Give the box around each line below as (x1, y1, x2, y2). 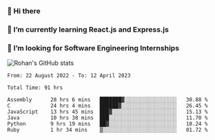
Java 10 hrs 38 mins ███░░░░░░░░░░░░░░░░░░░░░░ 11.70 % (7, 114, 208, 121)
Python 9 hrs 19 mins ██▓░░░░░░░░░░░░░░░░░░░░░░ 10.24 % (7, 121, 208, 128)
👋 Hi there (7, 6, 41, 16)
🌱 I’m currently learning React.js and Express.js (7, 24, 169, 34)
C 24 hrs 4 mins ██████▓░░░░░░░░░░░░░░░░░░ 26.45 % (7, 103, 208, 110)
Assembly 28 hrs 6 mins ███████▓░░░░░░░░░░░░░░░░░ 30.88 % (7, 97, 208, 103)
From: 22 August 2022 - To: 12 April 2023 (7, 72, 131, 79)
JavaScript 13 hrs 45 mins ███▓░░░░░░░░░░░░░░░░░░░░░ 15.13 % (7, 108, 208, 116)
